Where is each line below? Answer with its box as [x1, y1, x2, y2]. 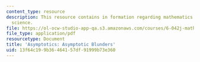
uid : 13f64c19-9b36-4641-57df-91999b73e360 [6, 47, 116, 53]
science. [11, 19, 33, 25]
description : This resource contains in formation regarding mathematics [6, 14, 193, 20]
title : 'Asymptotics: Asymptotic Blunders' [6, 42, 116, 48]
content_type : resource [6, 8, 65, 15]
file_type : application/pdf [6, 31, 76, 37]
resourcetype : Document [6, 36, 65, 42]
